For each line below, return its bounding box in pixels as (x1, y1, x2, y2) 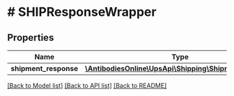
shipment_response (10, 64, 79, 73)
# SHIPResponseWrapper (7, 4, 157, 20)
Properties (7, 32, 54, 44)
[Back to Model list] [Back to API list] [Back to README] (7, 81, 167, 90)
